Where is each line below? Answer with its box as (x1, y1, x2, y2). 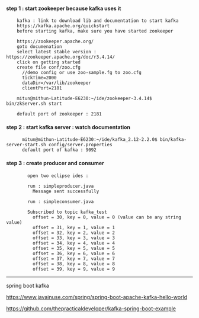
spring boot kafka (6, 282, 49, 289)
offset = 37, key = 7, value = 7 (32, 255, 115, 262)
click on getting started (17, 59, 81, 65)
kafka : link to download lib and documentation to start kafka (17, 18, 179, 24)
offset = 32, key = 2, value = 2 (32, 230, 115, 236)
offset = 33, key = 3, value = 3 (32, 235, 115, 241)
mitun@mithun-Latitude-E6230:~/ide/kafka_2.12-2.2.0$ (21, 137, 158, 143)
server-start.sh (6, 142, 46, 148)
